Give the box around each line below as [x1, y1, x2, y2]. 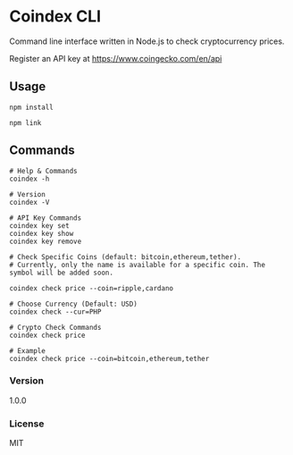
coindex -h [9, 174, 50, 183]
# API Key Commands [9, 213, 82, 223]
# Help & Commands [9, 166, 78, 175]
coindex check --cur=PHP [9, 307, 102, 316]
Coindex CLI [9, 6, 101, 27]
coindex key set [9, 221, 70, 230]
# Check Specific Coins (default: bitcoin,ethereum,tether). [9, 252, 242, 261]
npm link [9, 118, 42, 127]
